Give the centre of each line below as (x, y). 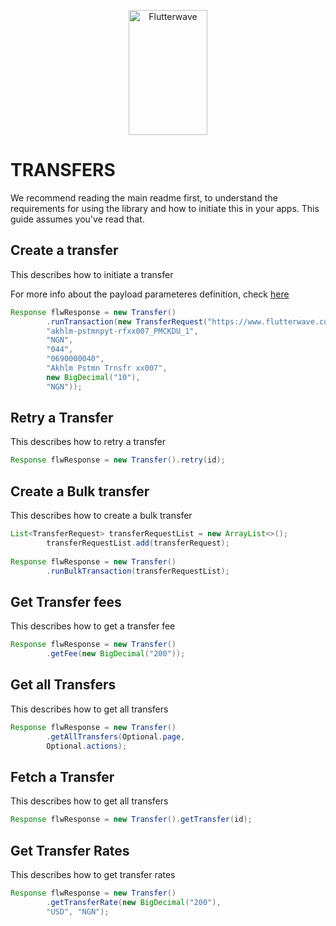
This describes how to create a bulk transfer (101, 516)
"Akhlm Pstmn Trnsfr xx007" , (107, 368)
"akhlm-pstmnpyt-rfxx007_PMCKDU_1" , (122, 331)
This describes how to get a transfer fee (93, 626)
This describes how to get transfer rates (93, 874)
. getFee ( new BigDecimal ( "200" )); (116, 654)
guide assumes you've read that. (77, 219)
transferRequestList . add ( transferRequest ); (138, 543)
